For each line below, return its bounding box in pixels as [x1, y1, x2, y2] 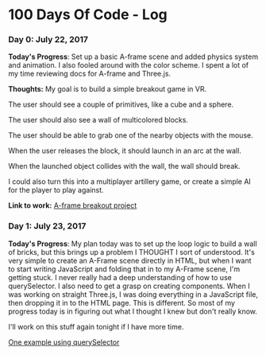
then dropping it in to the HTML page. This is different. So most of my [8, 298, 236, 307]
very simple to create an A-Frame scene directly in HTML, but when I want [8, 256, 252, 265]
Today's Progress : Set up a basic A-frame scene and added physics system [8, 52, 259, 61]
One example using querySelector [8, 337, 120, 347]
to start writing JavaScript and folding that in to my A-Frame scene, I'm [8, 264, 241, 274]
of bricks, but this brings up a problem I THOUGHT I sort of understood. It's [8, 247, 256, 256]
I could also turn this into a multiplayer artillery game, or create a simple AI [8, 177, 252, 186]
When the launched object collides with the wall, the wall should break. [8, 162, 241, 171]
